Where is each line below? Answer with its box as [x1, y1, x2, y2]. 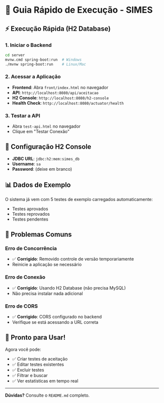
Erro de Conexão [5, 274, 45, 281]
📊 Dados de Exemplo [5, 181, 71, 189]
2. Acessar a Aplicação [5, 73, 61, 80]
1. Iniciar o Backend [5, 42, 52, 48]
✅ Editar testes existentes [12, 361, 64, 367]
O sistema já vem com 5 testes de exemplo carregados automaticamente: [5, 196, 153, 202]
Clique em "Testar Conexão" [12, 129, 70, 134]
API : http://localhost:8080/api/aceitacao [12, 90, 99, 95]
